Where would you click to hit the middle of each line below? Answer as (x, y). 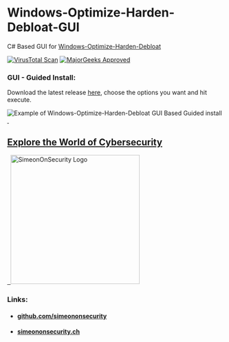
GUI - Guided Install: (42, 77)
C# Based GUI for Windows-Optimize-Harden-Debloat (84, 46)
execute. (20, 100)
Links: (18, 299)
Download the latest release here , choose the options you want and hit (107, 93)
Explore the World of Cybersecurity (85, 142)
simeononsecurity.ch (48, 332)
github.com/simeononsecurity (62, 316)
